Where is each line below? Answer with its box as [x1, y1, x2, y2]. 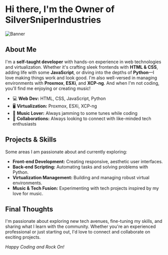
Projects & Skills [5, 136, 57, 144]
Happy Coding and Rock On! [5, 244, 65, 250]
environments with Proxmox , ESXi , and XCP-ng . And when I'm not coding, [5, 80, 159, 86]
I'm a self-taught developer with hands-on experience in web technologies [5, 59, 161, 65]
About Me [5, 45, 37, 54]
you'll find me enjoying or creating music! [5, 85, 91, 91]
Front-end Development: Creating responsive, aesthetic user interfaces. [12, 158, 163, 164]
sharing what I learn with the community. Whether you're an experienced [5, 223, 156, 229]
